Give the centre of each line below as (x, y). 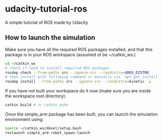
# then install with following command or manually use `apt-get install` (82, 77)
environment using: (24, 119)
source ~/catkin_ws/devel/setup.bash (43, 128)
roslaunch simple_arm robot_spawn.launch (48, 133)
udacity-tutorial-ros (46, 9)
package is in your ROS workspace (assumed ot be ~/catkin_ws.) (71, 54)
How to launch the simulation (50, 38)
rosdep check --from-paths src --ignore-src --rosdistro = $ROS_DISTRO (77, 72)
